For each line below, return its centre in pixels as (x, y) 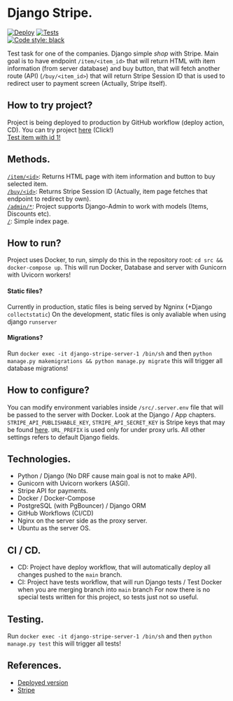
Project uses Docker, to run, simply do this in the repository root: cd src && (115, 260)
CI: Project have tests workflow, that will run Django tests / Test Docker (120, 582)
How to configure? (48, 390)
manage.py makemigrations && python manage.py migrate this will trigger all (115, 360)
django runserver (32, 322)
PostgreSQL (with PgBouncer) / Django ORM (82, 506)
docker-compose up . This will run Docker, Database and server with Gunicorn (117, 268)
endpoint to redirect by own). (49, 199)
